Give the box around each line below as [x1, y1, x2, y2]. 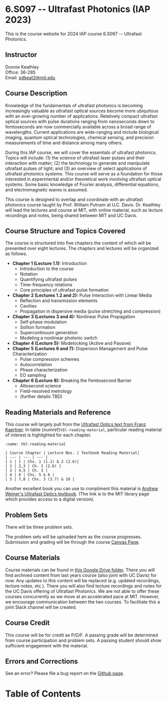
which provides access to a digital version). [5, 496, 95, 502]
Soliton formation [19, 324, 56, 330]
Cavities [19, 303, 37, 309]
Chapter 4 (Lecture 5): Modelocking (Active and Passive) [12, 340, 131, 346]
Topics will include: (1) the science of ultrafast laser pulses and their [5, 154, 145, 161]
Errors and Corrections [5, 657, 78, 666]
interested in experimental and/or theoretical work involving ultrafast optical [5, 176, 161, 182]
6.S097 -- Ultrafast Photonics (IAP [5, 4, 150, 15]
